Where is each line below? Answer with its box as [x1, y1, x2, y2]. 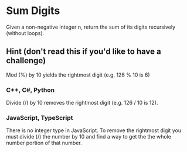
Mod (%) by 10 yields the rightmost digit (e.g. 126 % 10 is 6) [6, 71, 151, 78]
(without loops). [6, 29, 45, 36]
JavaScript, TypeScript [6, 113, 73, 122]
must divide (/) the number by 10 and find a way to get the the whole [6, 133, 172, 140]
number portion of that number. [6, 139, 82, 147]
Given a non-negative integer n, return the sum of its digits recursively [6, 23, 176, 30]
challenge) [6, 56, 46, 65]
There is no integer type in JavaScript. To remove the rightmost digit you [6, 127, 182, 134]
